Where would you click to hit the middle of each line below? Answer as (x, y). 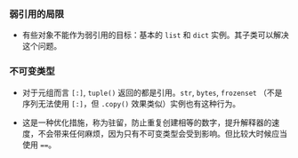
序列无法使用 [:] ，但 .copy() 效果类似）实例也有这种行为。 (131, 103)
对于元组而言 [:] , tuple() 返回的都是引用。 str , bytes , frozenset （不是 (152, 92)
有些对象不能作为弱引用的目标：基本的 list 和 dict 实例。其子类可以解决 (155, 35)
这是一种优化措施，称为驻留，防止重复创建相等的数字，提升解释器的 (147, 122)
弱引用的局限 (37, 13)
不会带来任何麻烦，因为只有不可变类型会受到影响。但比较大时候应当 (162, 133)
